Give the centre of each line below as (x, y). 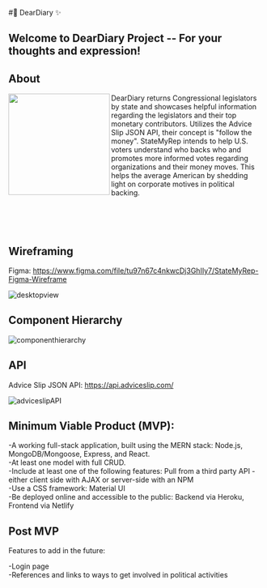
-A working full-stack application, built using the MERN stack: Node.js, (125, 445)
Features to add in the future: (57, 551)
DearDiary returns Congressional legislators (184, 98)
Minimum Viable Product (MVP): (91, 426)
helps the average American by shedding (180, 176)
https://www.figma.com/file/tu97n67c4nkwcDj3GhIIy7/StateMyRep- (146, 271)
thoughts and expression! (75, 51)
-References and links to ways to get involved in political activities (118, 575)
